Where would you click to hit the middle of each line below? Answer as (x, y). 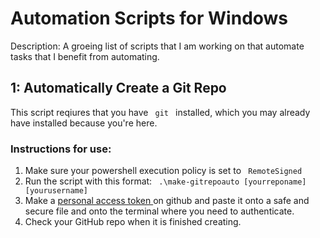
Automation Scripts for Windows (149, 18)
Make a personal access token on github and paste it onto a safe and (167, 201)
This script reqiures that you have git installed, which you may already (160, 112)
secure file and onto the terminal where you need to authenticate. (159, 211)
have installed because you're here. (84, 123)
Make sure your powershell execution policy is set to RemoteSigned (163, 171)
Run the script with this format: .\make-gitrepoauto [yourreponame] (165, 181)
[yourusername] (56, 191)
